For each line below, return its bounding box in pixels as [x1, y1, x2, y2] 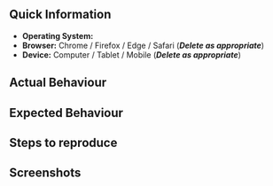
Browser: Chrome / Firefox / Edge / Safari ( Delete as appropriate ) [21, 40, 264, 50]
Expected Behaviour [9, 105, 124, 120]
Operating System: [21, 30, 94, 41]
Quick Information [9, 7, 112, 22]
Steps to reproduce [9, 135, 118, 150]
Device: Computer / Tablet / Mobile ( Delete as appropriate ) [21, 49, 242, 60]
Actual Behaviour [9, 75, 107, 90]
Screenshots [9, 166, 82, 181]
